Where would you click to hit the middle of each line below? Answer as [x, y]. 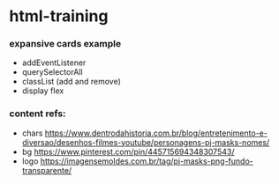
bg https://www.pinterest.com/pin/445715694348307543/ [128, 151]
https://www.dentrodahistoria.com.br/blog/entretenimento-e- [156, 133]
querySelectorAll [52, 72]
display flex [43, 91]
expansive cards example [65, 44]
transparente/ [47, 170]
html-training [59, 16]
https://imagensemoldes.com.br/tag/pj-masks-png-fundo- [147, 161]
